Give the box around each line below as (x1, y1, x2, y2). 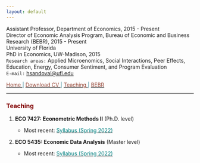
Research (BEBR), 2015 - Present (6, 38, 87, 45)
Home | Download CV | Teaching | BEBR (6, 81, 105, 88)
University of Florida (6, 44, 57, 51)
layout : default (6, 8, 46, 15)
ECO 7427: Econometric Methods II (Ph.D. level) (14, 115, 135, 122)
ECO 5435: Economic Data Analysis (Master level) (14, 138, 140, 145)
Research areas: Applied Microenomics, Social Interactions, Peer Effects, (6, 57, 186, 64)
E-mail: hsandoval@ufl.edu (6, 69, 74, 76)
